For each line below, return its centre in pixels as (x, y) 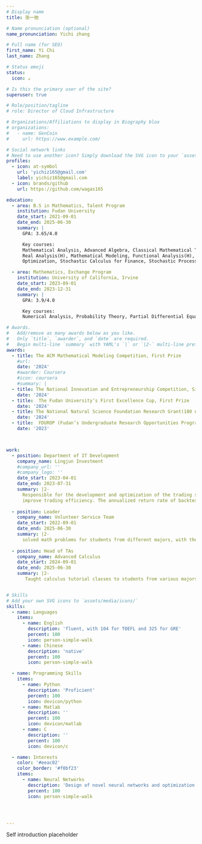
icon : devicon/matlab (55, 724)
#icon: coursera (38, 378)
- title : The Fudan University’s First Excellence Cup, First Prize (100, 401)
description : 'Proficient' (62, 690)
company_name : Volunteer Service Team (66, 517)
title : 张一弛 (23, 17)
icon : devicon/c (48, 746)
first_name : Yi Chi (31, 51)
